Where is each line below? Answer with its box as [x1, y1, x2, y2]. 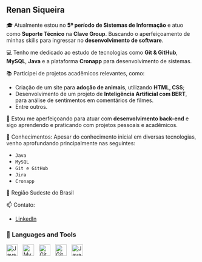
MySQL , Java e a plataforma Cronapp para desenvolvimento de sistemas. [6, 57, 192, 64]
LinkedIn [15, 215, 37, 222]
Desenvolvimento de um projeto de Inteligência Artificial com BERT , [15, 90, 187, 97]
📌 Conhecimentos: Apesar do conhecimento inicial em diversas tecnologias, [6, 133, 197, 140]
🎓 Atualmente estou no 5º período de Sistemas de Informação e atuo [6, 21, 184, 29]
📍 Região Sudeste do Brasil [6, 188, 74, 196]
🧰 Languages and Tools [6, 230, 76, 239]
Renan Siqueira [6, 5, 65, 15]
